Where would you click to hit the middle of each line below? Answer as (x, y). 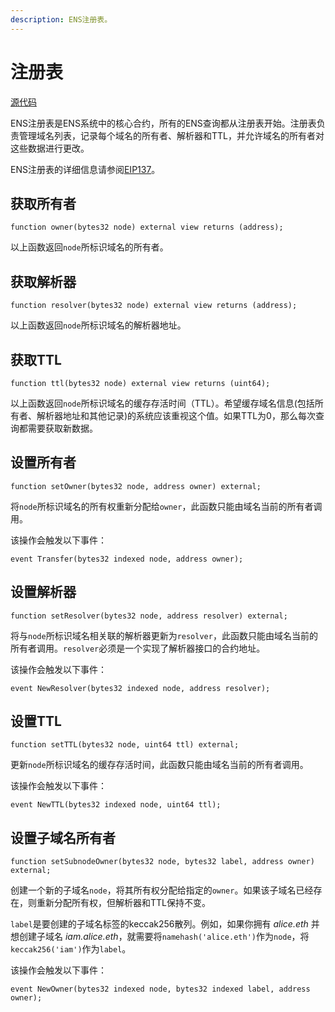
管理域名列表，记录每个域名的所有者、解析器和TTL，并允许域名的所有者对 (171, 135)
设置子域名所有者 (63, 837)
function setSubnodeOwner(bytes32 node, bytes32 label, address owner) (162, 862)
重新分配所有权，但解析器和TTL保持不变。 (123, 903)
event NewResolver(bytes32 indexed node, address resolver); (140, 688)
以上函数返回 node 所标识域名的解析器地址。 (98, 325)
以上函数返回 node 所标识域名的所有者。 (89, 247)
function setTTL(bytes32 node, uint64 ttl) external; (125, 745)
